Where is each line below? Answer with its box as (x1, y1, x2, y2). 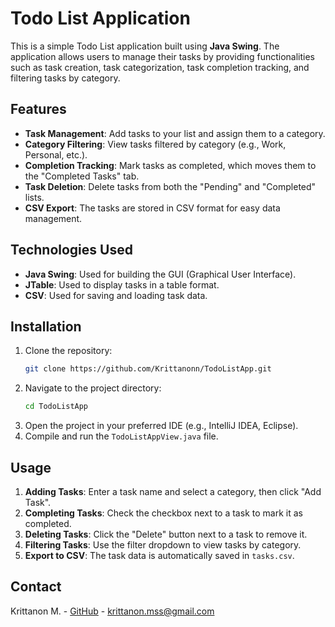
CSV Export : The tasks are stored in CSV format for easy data (24, 202, 281, 214)
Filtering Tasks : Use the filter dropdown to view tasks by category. (24, 538, 302, 551)
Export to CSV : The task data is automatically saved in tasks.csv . (24, 549, 295, 561)
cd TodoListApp (24, 402, 89, 412)
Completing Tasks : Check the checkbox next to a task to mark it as (24, 507, 303, 519)
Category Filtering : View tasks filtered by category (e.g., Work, (24, 138, 287, 150)
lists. (24, 191, 45, 203)
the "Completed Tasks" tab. (24, 170, 140, 182)
